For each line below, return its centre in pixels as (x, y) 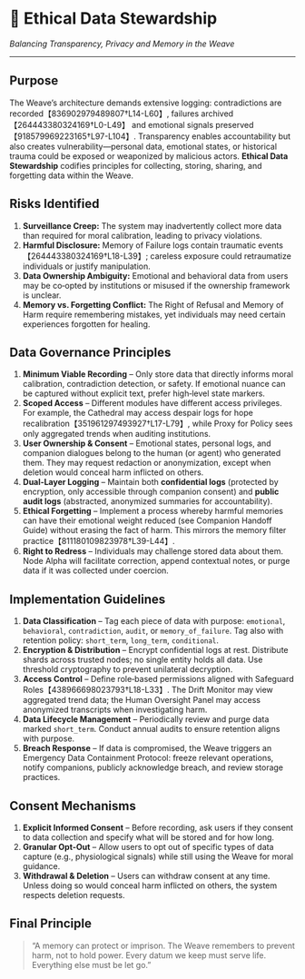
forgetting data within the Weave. (72, 175)
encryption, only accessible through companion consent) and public (151, 492)
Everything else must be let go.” (91, 964)
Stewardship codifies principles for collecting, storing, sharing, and (136, 165)
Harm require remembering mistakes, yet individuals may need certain (154, 314)
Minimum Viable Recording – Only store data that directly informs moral (157, 374)
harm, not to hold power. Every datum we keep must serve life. (149, 955)
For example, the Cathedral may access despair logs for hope (138, 413)
